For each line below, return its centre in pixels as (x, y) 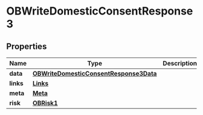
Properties (27, 46)
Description (180, 63)
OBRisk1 (45, 103)
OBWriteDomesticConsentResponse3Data (95, 74)
